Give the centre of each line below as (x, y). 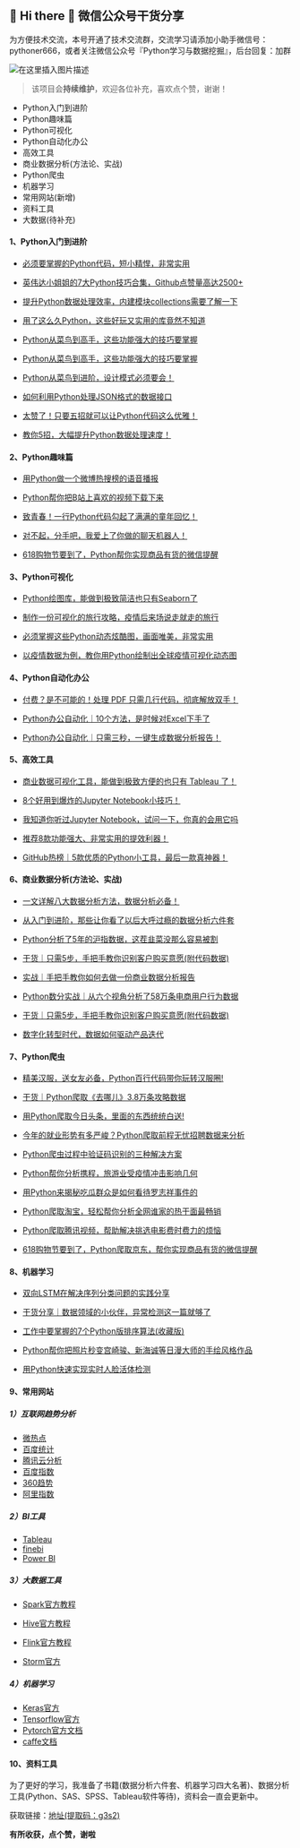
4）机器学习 (32, 1683)
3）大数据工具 (36, 1580)
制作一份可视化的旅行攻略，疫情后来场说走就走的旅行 (120, 617)
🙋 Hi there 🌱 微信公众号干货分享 (97, 16)
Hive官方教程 (47, 1623)
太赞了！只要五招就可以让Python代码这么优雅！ (110, 416)
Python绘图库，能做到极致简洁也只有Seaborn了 (110, 598)
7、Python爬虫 (37, 1056)
